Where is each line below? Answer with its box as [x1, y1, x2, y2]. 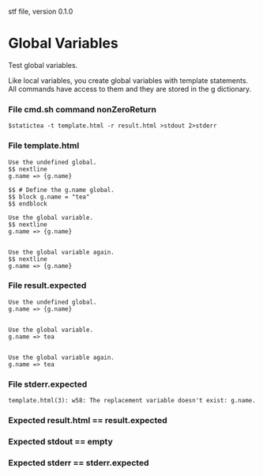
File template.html [8, 140, 80, 151]
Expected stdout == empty [8, 436, 113, 447]
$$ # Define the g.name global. [8, 186, 115, 194]
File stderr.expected [8, 379, 88, 390]
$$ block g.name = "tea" [8, 193, 90, 201]
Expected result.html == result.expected [8, 415, 167, 426]
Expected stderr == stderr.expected [8, 457, 149, 468]
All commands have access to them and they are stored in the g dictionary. [8, 84, 252, 93]
